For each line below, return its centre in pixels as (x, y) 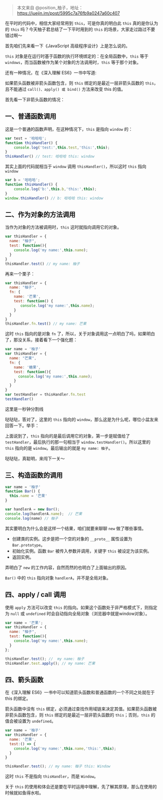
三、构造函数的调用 (34, 475)
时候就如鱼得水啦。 (24, 793)
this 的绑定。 (18, 698)
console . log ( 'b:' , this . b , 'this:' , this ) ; (55, 189)
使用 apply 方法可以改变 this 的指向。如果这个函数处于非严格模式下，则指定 (81, 607)
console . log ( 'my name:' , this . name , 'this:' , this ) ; (65, 748)
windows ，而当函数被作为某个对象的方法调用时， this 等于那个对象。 (73, 62)
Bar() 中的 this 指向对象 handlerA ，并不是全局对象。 (58, 578)
